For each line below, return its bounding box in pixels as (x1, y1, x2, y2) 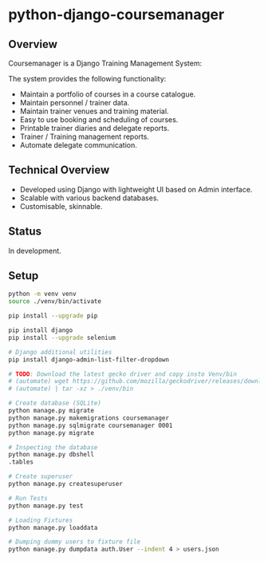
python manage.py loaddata (8, 523, 98, 531)
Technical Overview (8, 164, 110, 177)
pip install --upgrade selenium (8, 334, 116, 342)
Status (8, 225, 42, 239)
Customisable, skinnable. (19, 201, 103, 211)
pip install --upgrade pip (8, 312, 98, 320)
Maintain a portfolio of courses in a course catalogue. (19, 89, 196, 99)
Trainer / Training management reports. (19, 132, 150, 141)
